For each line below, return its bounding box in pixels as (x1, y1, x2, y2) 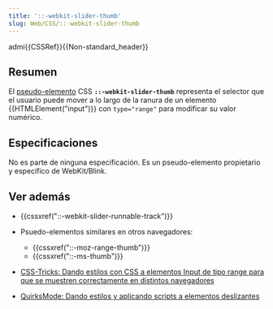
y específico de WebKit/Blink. (8, 166, 107, 176)
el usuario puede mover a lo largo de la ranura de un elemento (8, 95, 217, 105)
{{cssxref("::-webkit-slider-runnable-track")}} (19, 211, 173, 221)
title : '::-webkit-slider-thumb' (8, 11, 122, 20)
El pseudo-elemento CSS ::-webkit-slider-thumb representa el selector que (8, 87, 265, 97)
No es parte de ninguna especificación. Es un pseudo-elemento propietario (8, 157, 261, 167)
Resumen (8, 65, 58, 79)
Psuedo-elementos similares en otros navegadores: (19, 226, 193, 236)
